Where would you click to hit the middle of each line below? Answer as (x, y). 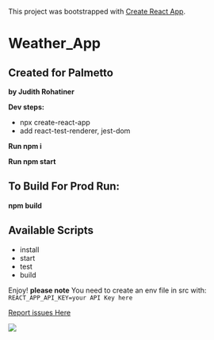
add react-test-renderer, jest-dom (75, 131)
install (29, 250)
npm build (25, 205)
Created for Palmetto (61, 73)
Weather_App (55, 44)
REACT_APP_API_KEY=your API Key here (71, 298)
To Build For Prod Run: (64, 187)
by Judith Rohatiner (42, 92)
